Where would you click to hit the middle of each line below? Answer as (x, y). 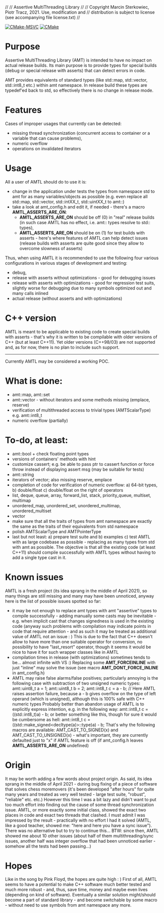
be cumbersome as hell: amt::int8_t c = (51, 719)
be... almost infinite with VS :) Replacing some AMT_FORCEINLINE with (84, 662)
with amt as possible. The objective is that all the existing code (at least (84, 547)
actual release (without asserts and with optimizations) (67, 298)
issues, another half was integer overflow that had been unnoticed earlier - (80, 841)
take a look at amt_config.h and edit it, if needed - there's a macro (78, 207)
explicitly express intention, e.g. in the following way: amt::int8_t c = (80, 709)
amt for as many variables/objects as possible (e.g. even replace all (80, 196)
